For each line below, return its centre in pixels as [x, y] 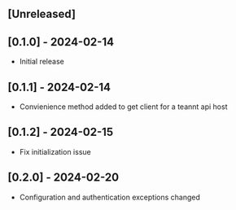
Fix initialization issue [55, 151]
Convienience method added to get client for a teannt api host [123, 107]
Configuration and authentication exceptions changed [110, 197]
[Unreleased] [42, 14]
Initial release [42, 62]
